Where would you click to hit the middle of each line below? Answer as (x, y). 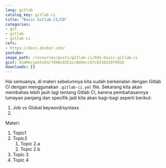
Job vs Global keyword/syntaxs (46, 108)
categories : (18, 24)
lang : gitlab (19, 10)
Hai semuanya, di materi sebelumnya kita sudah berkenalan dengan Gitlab (83, 82)
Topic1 (19, 133)
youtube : (15, 53)
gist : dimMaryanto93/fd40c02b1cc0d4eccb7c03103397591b (65, 62)
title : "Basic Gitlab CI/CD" (36, 19)
